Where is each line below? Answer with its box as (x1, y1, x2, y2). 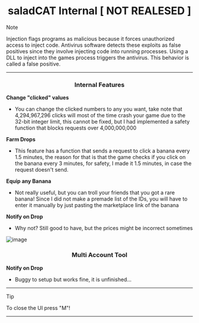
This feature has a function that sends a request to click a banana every (14, 147, 190, 154)
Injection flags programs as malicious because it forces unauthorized (6, 35, 175, 42)
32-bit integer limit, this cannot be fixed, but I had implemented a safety (14, 118, 190, 125)
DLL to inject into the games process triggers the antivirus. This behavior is (6, 54, 190, 61)
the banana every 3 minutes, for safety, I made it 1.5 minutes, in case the (14, 160, 192, 167)
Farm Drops (6, 136, 36, 143)
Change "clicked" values (6, 94, 69, 101)
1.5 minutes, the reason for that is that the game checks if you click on (14, 154, 186, 161)
